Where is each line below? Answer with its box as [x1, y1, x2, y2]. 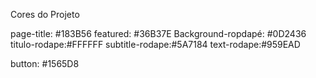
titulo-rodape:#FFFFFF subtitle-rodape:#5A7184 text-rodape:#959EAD [10, 39, 301, 50]
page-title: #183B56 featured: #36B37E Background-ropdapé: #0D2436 [10, 28, 307, 39]
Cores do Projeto [10, 9, 80, 20]
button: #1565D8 [10, 58, 80, 69]
